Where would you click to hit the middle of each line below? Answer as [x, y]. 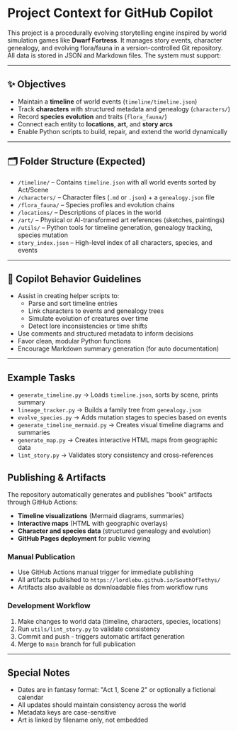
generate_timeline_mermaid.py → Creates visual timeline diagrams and [121, 425]
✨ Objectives [37, 84]
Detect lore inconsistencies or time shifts [87, 326]
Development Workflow [49, 606]
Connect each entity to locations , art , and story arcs [95, 124]
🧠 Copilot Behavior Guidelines [74, 279]
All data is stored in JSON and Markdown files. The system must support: [114, 55]
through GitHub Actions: [42, 502]
